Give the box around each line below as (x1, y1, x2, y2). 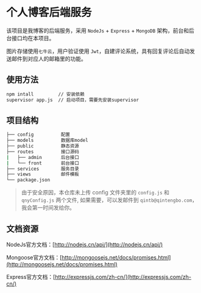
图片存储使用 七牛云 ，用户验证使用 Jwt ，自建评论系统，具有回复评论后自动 (6, 47, 190, 55)
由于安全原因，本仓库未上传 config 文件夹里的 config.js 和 (21, 189, 169, 196)
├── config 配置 (6, 132, 70, 138)
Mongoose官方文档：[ (6, 254, 62, 261)
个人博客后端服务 (6, 5, 93, 19)
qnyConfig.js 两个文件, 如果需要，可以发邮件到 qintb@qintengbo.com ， (21, 196, 198, 204)
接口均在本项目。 (11, 34, 55, 41)
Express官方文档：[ (6, 274, 55, 280)
